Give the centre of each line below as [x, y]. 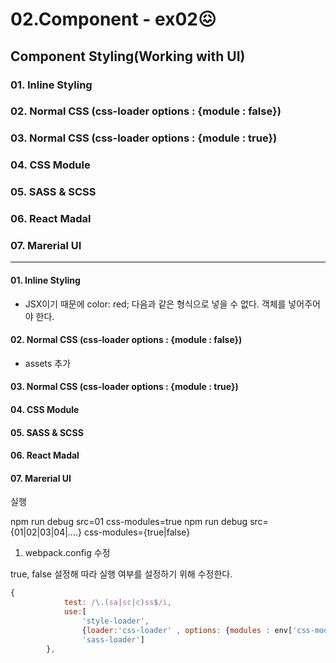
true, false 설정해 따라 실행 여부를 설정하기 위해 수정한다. [121, 574]
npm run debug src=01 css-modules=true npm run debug [129, 522]
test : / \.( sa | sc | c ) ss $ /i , [117, 603]
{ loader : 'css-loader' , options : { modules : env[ [187, 630]
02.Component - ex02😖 [113, 19]
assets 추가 [48, 363]
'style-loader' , [115, 621]
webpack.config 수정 [67, 553]
